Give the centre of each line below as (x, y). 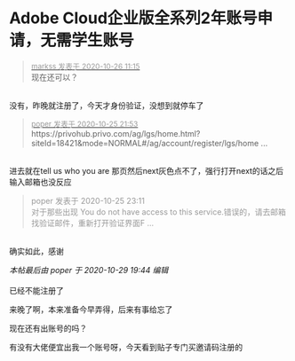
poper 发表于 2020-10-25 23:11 (88, 200)
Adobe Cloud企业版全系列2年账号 (133, 18)
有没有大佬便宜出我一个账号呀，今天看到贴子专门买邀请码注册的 (126, 347)
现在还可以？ (54, 77)
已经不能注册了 (36, 290)
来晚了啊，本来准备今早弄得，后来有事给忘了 (91, 309)
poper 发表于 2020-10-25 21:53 (84, 124)
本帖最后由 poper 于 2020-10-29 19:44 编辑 (89, 270)
